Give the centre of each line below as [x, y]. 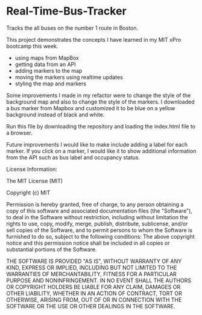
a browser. [19, 133]
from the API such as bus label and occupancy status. [73, 157]
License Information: [32, 169]
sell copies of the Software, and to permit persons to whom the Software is [99, 230]
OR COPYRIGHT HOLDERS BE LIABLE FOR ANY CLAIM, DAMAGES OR [93, 287]
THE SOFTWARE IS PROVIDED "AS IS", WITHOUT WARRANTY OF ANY [94, 261]
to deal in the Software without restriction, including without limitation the [97, 217]
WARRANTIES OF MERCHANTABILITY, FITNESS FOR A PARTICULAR [91, 274]
